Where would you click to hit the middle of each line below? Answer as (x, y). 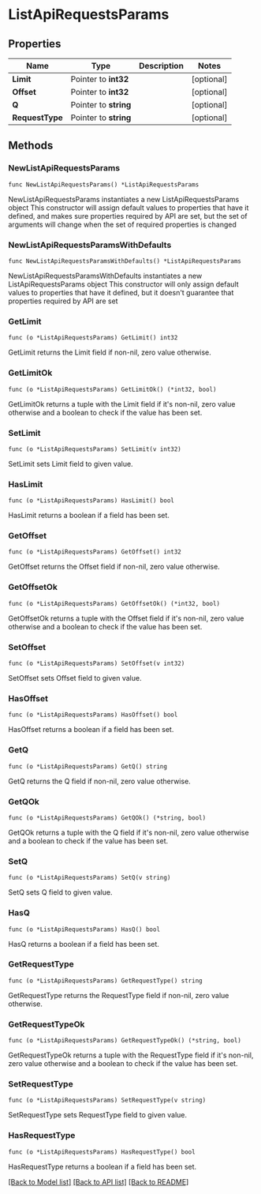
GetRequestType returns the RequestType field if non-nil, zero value (119, 995)
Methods (31, 146)
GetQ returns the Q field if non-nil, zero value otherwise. (99, 781)
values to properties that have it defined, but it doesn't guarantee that (121, 292)
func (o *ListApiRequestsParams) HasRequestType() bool (102, 1152)
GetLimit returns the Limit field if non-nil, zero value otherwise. (110, 352)
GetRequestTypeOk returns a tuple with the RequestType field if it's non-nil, (131, 1055)
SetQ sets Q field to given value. (60, 892)
